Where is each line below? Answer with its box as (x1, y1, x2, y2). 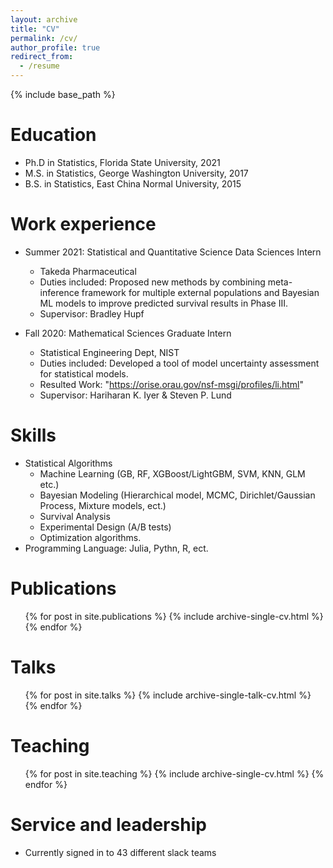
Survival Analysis (39, 510, 111, 522)
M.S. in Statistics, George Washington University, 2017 (24, 167, 249, 179)
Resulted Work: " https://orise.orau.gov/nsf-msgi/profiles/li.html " (39, 378, 305, 390)
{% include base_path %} (10, 89, 116, 100)
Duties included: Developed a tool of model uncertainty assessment (39, 357, 320, 369)
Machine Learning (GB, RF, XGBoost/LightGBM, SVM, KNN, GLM (39, 467, 306, 480)
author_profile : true (10, 42, 101, 53)
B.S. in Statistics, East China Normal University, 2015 (24, 177, 242, 190)
